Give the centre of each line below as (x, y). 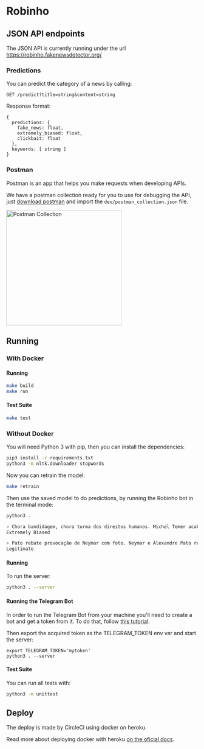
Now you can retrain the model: (46, 475)
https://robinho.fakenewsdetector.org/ (54, 55)
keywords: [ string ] (39, 149)
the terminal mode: (30, 504)
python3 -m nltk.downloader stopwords (55, 464)
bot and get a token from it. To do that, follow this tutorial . (78, 621)
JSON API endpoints (46, 34)
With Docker (25, 358)
